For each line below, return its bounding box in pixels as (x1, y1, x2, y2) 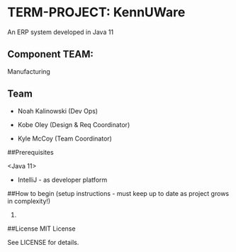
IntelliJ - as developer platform (17, 175, 108, 184)
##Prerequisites (7, 148, 55, 156)
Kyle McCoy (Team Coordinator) (17, 134, 112, 143)
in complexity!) (7, 197, 51, 205)
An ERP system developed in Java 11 (7, 28, 114, 36)
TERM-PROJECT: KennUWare (7, 4, 186, 21)
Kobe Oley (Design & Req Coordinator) (17, 120, 130, 128)
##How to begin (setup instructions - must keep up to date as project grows (7, 189, 229, 197)
